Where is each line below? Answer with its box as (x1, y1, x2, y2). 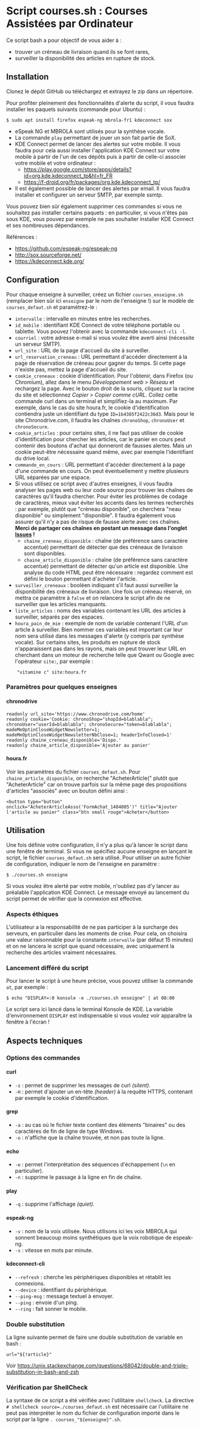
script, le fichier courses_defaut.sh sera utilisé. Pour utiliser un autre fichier (6, 854, 191, 861)
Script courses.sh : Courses (6, 4, 148, 18)
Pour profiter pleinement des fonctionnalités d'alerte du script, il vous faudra (6, 99, 194, 106)
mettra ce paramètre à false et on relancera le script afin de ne (14, 594, 171, 601)
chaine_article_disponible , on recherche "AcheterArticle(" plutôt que (6, 775, 179, 782)
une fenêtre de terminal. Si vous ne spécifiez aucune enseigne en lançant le (6, 847, 193, 855)
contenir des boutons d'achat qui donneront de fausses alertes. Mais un (14, 442, 192, 449)
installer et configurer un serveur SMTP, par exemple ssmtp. (14, 191, 164, 198)
